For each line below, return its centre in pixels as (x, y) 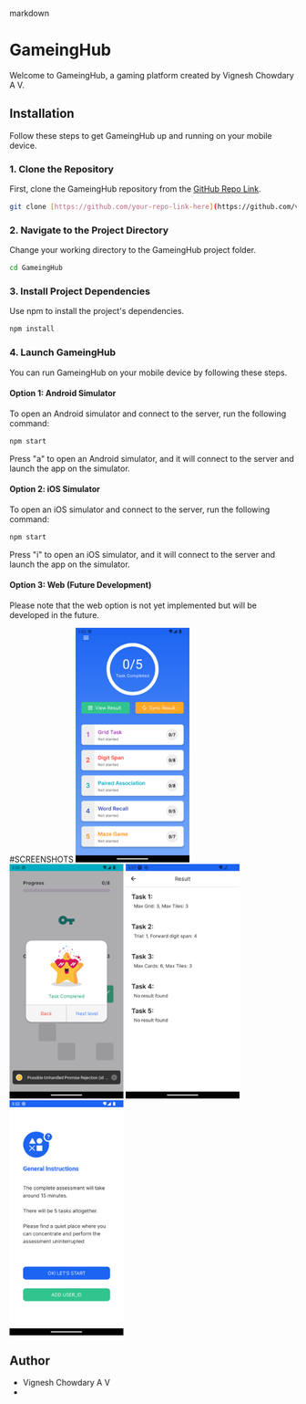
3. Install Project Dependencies (80, 291)
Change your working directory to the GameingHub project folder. (133, 250)
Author (30, 1361)
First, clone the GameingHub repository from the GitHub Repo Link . (135, 189)
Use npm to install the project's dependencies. (97, 311)
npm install (32, 329)
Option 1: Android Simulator (63, 393)
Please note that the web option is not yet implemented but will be (133, 605)
